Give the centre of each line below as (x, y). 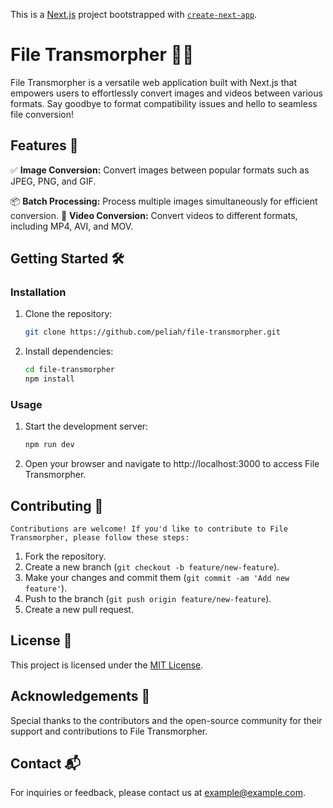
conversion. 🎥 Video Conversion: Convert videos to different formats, (154, 215)
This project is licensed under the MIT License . (107, 665)
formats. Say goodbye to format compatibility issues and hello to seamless (164, 103)
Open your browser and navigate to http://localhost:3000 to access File (172, 464)
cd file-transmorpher (69, 370)
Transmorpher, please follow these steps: (100, 538)
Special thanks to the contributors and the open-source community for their (166, 720)
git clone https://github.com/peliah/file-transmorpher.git (152, 332)
